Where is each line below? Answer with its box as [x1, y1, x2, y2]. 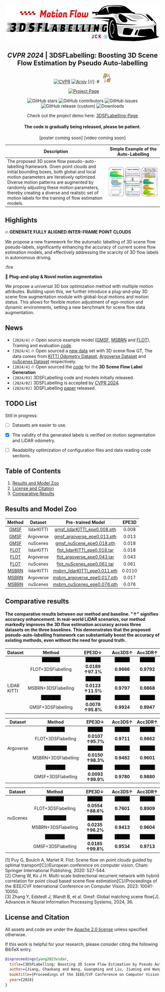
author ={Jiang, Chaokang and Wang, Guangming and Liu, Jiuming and [9, 967, 151, 972]
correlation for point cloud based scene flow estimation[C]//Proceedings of [5, 878, 157, 884]
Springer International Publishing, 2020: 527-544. [5, 867, 106, 873]
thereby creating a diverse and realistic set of [7, 190, 99, 196]
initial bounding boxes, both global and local [7, 168, 96, 174]
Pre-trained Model [65, 519, 105, 525]
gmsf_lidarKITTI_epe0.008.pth [55, 526, 116, 532]
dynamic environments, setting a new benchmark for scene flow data [5, 304, 146, 310]
